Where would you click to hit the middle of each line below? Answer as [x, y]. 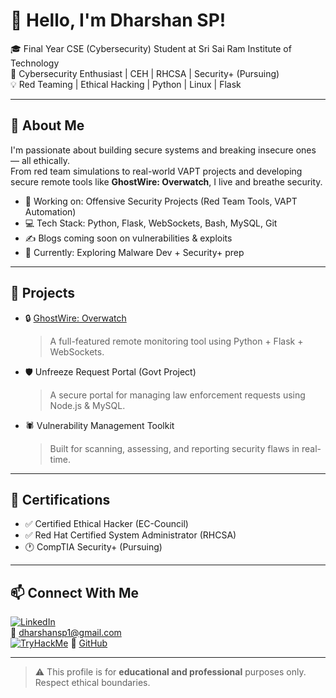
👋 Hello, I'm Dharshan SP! [118, 20]
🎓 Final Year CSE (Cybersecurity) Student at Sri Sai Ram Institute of [151, 48]
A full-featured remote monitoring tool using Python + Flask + [176, 341]
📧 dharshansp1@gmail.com [66, 633]
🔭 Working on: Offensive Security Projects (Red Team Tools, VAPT [161, 201]
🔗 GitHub [89, 643]
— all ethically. [40, 160]
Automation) [50, 211]
